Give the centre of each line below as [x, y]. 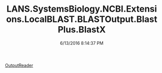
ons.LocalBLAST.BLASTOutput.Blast [82, 19]
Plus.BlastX [82, 30]
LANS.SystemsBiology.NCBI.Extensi [82, 9]
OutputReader [19, 65]
